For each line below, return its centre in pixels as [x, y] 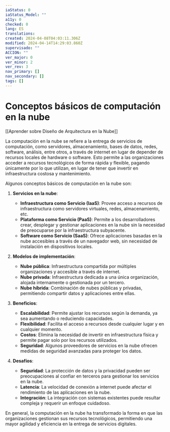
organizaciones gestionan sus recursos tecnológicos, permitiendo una [79, 418]
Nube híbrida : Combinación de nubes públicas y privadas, [81, 288]
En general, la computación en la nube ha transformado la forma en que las [84, 413]
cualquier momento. [41, 329]
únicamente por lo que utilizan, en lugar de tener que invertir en [72, 168]
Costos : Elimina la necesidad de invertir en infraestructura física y [89, 335]
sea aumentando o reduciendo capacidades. [67, 318]
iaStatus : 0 [18, 10]
